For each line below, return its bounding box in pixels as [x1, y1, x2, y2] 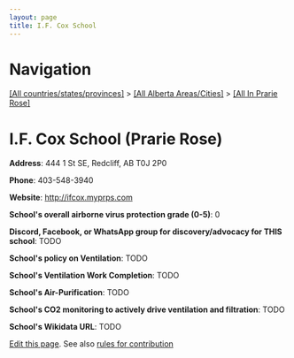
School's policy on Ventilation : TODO [9, 253, 149, 263]
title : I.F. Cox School [9, 21, 97, 30]
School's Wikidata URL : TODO [9, 322, 122, 332]
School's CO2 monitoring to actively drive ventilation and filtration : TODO [9, 304, 285, 315]
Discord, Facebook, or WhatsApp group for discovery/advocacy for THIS [9, 226, 282, 237]
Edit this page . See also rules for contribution [9, 339, 174, 349]
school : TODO [9, 236, 62, 247]
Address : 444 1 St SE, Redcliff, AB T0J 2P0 [9, 158, 167, 169]
